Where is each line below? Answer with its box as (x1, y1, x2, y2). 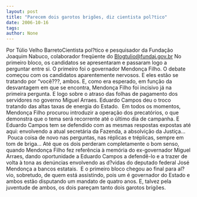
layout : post (6, 8, 38, 15)
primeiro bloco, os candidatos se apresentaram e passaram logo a (6, 59, 167, 66)
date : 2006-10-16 (6, 19, 49, 25)
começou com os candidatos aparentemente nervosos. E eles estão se (6, 72, 179, 79)
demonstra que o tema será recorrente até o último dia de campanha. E (6, 115, 180, 122)
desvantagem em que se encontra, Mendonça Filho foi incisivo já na (6, 84, 172, 91)
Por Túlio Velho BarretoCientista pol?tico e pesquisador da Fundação (6, 46, 173, 54)
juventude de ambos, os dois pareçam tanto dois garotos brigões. (6, 184, 166, 191)
